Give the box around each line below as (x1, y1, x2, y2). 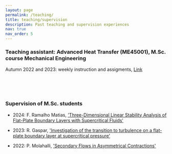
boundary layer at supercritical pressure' (25, 132, 111, 139)
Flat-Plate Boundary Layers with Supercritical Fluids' (12, 117, 124, 123)
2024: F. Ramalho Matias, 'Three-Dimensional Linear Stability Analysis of (12, 111, 167, 118)
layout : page (5, 7, 33, 13)
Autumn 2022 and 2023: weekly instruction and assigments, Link (5, 66, 143, 72)
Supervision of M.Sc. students (5, 100, 83, 107)
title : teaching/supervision (5, 17, 68, 22)
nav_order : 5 (5, 31, 33, 36)
